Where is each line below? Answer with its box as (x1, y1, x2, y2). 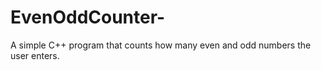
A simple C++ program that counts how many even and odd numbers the (10, 39, 312, 51)
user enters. (10, 49, 60, 61)
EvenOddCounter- (10, 6, 166, 29)
